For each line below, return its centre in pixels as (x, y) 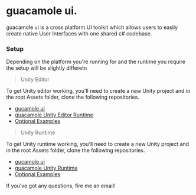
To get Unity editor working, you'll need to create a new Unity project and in (98, 91)
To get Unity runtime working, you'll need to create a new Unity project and (98, 144)
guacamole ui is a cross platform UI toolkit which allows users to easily (92, 27)
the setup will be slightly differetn (47, 68)
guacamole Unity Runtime (46, 168)
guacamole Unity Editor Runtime (54, 115)
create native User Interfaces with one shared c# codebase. (79, 33)
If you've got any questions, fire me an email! (61, 186)
